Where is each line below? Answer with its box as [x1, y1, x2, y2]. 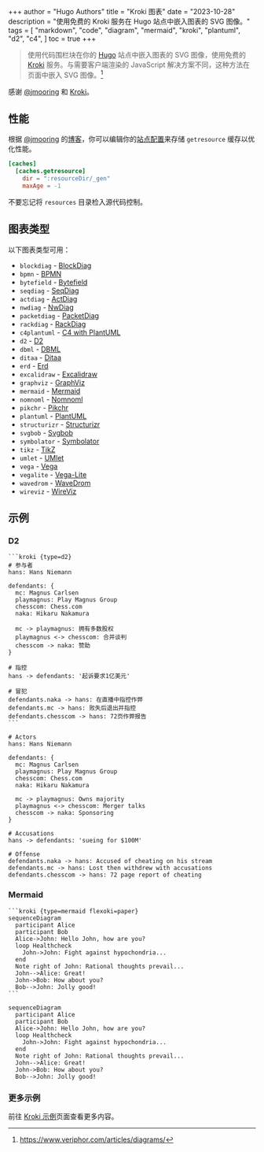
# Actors [8, 733, 37, 742]
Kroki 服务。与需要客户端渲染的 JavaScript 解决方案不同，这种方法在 [27, 60, 250, 69]
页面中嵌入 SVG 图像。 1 [27, 69, 104, 80]
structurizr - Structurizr [19, 420, 101, 429]
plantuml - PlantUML [19, 411, 87, 420]
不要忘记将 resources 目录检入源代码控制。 [8, 197, 148, 206]
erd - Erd [19, 361, 49, 370]
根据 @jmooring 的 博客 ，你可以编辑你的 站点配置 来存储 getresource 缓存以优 [8, 135, 255, 144]
